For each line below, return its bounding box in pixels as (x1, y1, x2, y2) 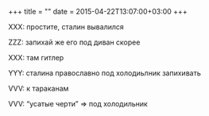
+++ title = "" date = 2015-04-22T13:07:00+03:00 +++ (8, 7, 188, 16)
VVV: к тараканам (8, 83, 69, 93)
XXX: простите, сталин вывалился (8, 22, 125, 31)
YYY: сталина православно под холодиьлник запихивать (8, 68, 201, 78)
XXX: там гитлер (8, 53, 64, 62)
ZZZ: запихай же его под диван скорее (8, 37, 141, 47)
